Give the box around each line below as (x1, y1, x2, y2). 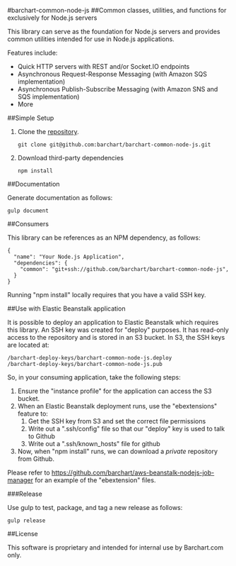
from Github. (17, 455, 55, 463)
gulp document (7, 207, 49, 214)
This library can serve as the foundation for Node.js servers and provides (7, 28, 220, 35)
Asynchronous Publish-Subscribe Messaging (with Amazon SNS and (17, 85, 218, 93)
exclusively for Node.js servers (7, 13, 98, 22)
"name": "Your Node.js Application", (13, 253, 125, 260)
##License (7, 530, 39, 538)
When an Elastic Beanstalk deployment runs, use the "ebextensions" (17, 402, 218, 410)
